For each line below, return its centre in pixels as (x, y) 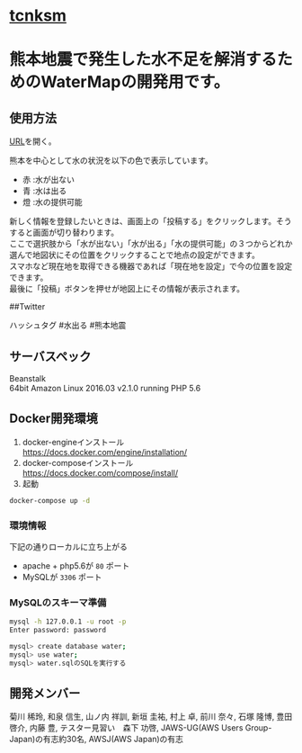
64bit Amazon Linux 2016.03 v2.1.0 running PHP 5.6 (105, 388)
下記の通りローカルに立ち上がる (68, 546)
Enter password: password (58, 631)
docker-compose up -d (50, 500)
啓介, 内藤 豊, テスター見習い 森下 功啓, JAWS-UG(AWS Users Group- (141, 728)
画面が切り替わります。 (76, 233)
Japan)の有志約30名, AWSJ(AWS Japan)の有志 (97, 740)
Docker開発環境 (54, 419)
